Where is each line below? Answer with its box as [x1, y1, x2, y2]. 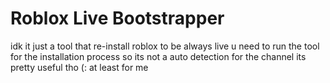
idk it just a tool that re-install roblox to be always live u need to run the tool [10, 40, 320, 52]
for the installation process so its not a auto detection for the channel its [10, 50, 307, 62]
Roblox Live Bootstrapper [10, 7, 225, 30]
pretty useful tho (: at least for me [10, 61, 149, 73]
